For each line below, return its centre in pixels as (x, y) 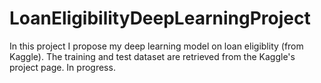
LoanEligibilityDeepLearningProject (160, 18)
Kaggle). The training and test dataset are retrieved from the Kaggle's (152, 56)
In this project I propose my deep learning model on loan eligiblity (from (156, 46)
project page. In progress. (62, 67)
